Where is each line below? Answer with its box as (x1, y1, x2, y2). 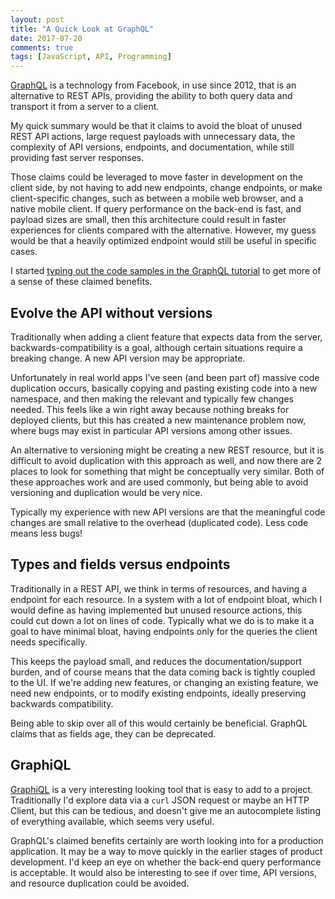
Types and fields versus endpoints (10, 556, 231, 573)
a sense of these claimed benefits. (10, 276, 153, 288)
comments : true (10, 42, 74, 53)
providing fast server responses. (10, 152, 145, 164)
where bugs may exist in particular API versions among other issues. (10, 424, 293, 436)
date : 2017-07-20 (10, 33, 83, 43)
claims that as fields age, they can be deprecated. (10, 727, 217, 740)
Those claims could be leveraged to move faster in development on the (10, 171, 303, 183)
